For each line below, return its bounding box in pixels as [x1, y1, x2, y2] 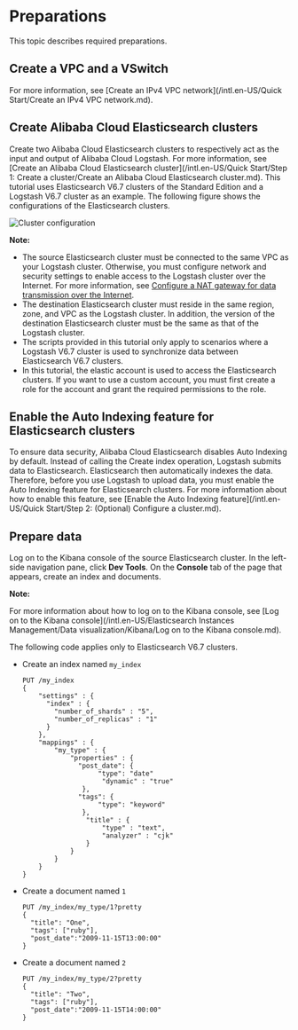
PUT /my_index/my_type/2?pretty [21, 974, 142, 984]
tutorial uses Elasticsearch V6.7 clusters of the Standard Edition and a [9, 181, 264, 192]
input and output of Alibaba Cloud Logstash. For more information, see [9, 153, 268, 163]
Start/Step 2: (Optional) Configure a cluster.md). [45, 503, 222, 514]
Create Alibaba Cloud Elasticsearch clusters [9, 120, 259, 135]
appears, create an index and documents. [9, 571, 161, 582]
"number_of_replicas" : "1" [54, 715, 158, 724]
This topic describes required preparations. [9, 35, 168, 46]
